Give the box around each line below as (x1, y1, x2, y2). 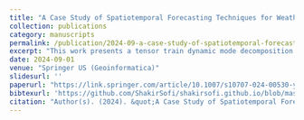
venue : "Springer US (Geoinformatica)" (9, 64, 160, 73)
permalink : (9, 38, 51, 48)
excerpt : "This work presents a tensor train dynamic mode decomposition (9, 47, 294, 56)
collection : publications (9, 22, 107, 31)
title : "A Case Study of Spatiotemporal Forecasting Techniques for (9, 13, 273, 23)
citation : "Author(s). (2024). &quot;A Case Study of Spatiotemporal (9, 97, 278, 106)
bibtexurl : (9, 88, 51, 97)
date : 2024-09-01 (9, 55, 75, 64)
